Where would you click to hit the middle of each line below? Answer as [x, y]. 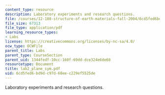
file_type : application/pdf [34, 28]
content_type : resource [29, 10]
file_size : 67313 [23, 23]
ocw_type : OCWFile [24, 46]
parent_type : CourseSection [34, 55]
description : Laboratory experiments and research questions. [70, 14]
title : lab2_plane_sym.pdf [33, 69]
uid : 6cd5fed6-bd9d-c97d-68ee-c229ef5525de [50, 73]
